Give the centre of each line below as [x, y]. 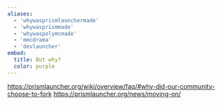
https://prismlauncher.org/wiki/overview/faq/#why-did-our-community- [111, 86]
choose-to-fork [30, 94]
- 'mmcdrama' [33, 40]
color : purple [34, 66]
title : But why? [37, 60]
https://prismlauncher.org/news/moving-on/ [117, 94]
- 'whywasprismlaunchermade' [56, 20]
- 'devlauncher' [37, 47]
